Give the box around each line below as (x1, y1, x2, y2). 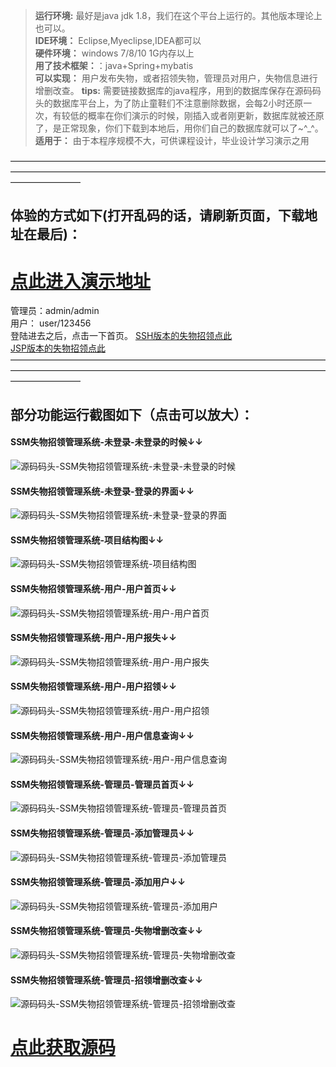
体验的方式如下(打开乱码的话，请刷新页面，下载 (10, 207, 305, 224)
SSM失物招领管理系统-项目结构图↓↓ (10, 534, 165, 546)
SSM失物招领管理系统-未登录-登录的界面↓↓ (10, 485, 195, 497)
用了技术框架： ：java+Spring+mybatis (34, 60, 194, 71)
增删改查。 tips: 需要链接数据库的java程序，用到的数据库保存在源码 (34, 85, 313, 96)
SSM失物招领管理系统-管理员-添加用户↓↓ (10, 876, 186, 888)
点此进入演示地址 (10, 270, 152, 293)
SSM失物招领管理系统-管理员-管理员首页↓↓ (10, 778, 195, 790)
